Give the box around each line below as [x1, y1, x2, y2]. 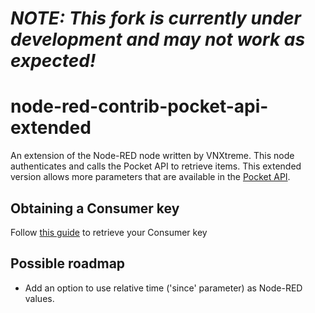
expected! [10, 50, 97, 72]
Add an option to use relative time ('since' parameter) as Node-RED [24, 282, 303, 294]
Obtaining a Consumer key [10, 200, 180, 217]
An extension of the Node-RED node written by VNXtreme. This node [10, 150, 295, 162]
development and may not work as [10, 28, 306, 51]
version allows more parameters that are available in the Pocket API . [10, 171, 291, 183]
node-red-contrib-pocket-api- [10, 95, 269, 118]
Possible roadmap [10, 255, 126, 272]
